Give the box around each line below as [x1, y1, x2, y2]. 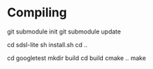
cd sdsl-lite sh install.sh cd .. [7, 40, 88, 49]
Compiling [7, 5, 67, 20]
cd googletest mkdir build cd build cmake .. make [7, 53, 146, 62]
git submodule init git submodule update [7, 27, 121, 36]
